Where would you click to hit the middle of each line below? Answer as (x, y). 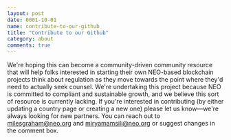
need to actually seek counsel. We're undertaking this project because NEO (114, 87)
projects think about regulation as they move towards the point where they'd (115, 79)
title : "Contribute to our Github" (58, 33)
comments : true (29, 45)
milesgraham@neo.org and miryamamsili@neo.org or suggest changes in (111, 123)
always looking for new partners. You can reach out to (84, 116)
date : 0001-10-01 (32, 20)
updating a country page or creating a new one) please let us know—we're (113, 108)
